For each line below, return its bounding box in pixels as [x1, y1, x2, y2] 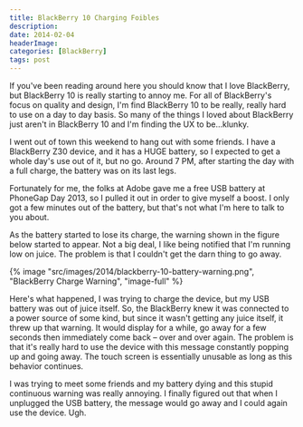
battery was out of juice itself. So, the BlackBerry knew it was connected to [9, 303, 289, 314]
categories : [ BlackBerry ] [9, 47, 107, 56]
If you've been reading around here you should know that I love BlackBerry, [9, 81, 290, 91]
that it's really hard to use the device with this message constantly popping [9, 342, 289, 352]
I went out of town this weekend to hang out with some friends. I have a [9, 137, 276, 147]
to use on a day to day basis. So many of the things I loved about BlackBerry [9, 110, 294, 120]
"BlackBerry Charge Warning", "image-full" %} [9, 276, 184, 286]
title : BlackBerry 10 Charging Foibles [9, 13, 160, 23]
